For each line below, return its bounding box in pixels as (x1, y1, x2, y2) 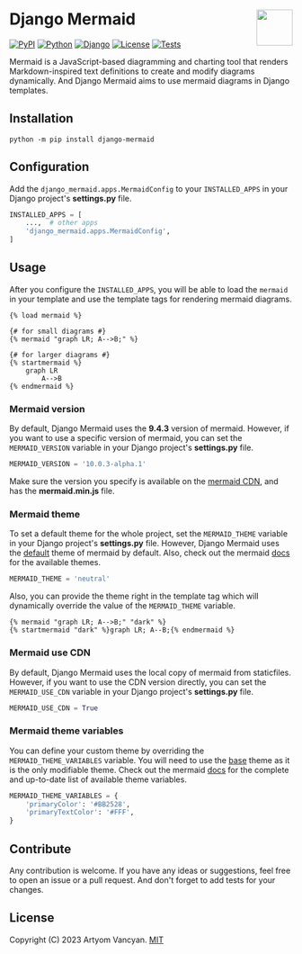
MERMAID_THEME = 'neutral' (9, 574, 111, 584)
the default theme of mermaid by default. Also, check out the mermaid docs (9, 547, 290, 558)
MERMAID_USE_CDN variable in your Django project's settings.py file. (9, 686, 254, 697)
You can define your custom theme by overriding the (9, 745, 205, 756)
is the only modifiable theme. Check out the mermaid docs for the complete (9, 764, 289, 775)
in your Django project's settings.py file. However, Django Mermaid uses (9, 538, 280, 549)
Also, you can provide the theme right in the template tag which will (9, 590, 259, 602)
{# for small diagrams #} (9, 327, 106, 336)
